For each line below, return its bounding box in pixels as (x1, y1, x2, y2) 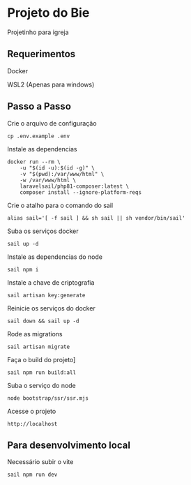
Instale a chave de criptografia (7, 278, 95, 287)
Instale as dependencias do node (7, 253, 103, 261)
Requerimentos (7, 48, 76, 60)
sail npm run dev (7, 471, 58, 479)
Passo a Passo (7, 100, 72, 112)
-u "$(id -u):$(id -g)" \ (20, 164, 95, 172)
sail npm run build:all (7, 368, 77, 376)
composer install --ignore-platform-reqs (20, 188, 142, 196)
